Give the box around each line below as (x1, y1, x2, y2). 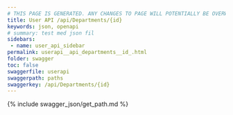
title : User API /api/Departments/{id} (7, 17, 123, 24)
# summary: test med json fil (7, 29, 95, 37)
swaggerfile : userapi (7, 68, 70, 75)
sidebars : (7, 36, 36, 43)
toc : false (7, 62, 39, 69)
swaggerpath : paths (7, 74, 64, 82)
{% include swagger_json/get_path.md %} (7, 100, 129, 108)
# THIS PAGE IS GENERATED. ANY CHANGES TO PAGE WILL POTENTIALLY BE (7, 10, 209, 17)
